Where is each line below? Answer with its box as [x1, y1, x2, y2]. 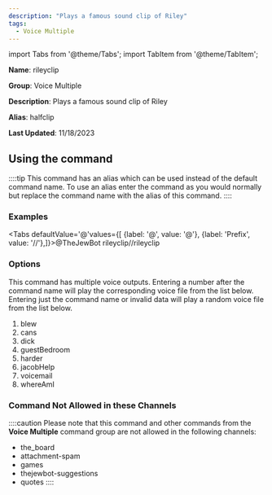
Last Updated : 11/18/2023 [8, 128, 95, 138]
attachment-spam [20, 451, 81, 461]
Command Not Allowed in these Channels [8, 400, 177, 411]
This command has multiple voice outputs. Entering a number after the [8, 277, 245, 287]
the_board [20, 443, 55, 453]
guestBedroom [20, 344, 71, 354]
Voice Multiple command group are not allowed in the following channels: [8, 427, 257, 436]
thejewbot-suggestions [20, 469, 99, 479]
